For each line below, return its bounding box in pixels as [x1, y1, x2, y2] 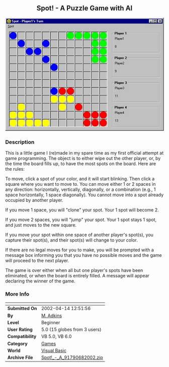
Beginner [41, 319, 60, 325]
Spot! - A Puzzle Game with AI [36, 4, 133, 13]
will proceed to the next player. [5, 258, 69, 264]
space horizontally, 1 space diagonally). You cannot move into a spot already [5, 192, 164, 198]
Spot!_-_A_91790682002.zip [41, 354, 103, 360]
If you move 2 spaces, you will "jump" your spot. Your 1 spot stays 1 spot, [5, 216, 157, 223]
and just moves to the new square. [5, 222, 77, 228]
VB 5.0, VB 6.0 [41, 333, 72, 339]
